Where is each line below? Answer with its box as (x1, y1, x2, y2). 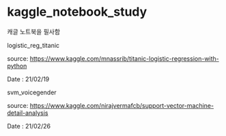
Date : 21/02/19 (7, 74, 50, 83)
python (7, 62, 27, 70)
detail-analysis (7, 109, 48, 117)
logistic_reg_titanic (7, 41, 60, 49)
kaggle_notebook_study (7, 4, 147, 20)
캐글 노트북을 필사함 (7, 27, 60, 36)
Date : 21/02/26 (7, 122, 51, 130)
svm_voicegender (7, 88, 57, 96)
